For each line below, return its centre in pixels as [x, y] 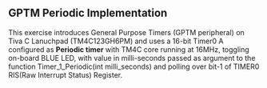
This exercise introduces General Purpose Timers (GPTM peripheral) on [127, 32]
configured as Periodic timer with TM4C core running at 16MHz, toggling [129, 49]
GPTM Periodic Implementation [88, 13]
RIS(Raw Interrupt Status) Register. [65, 74]
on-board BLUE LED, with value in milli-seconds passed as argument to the [132, 58]
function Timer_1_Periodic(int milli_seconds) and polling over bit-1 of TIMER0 [134, 66]
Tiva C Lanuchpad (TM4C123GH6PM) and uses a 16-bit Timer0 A [116, 41]
